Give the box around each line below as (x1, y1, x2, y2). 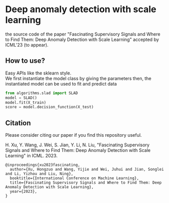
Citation (5, 118, 31, 127)
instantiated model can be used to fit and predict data (5, 80, 117, 87)
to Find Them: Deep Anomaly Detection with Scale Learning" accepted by (5, 36, 159, 43)
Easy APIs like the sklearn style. (5, 70, 72, 76)
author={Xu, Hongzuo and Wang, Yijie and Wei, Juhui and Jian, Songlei (10, 167, 164, 172)
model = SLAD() (5, 95, 37, 100)
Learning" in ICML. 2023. (5, 153, 58, 159)
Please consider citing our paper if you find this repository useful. (5, 132, 142, 138)
